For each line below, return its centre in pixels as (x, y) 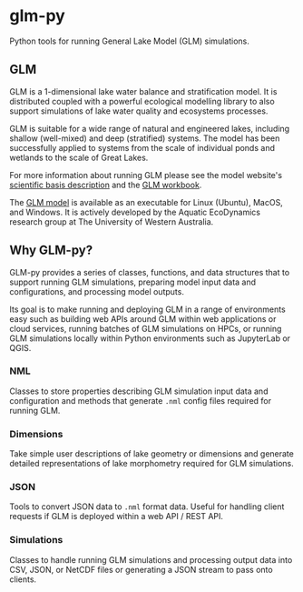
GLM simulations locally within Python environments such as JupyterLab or (150, 338)
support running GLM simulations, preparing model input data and (133, 282)
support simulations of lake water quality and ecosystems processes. (139, 111)
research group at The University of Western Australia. (112, 221)
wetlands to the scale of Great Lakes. (79, 157)
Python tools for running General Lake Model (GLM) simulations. (129, 41)
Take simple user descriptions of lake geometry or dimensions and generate (152, 454)
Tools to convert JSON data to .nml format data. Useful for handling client (147, 507)
